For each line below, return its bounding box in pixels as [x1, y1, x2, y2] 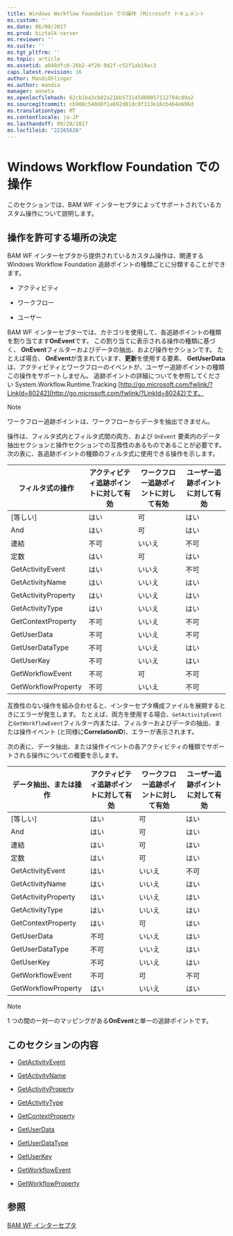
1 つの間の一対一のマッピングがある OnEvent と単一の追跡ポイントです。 [7, 1017, 213, 1025]
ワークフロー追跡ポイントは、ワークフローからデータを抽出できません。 [7, 417, 214, 425]
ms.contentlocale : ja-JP [7, 114, 79, 120]
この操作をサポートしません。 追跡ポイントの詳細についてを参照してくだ [7, 372, 215, 380]
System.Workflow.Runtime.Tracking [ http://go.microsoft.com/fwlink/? [15, 380, 213, 389]
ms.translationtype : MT [7, 107, 76, 114]
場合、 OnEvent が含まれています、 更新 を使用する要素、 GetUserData [25, 354, 225, 363]
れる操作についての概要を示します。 [19, 751, 123, 760]
